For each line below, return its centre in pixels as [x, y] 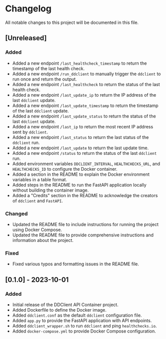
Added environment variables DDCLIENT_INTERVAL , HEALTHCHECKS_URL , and [86, 164]
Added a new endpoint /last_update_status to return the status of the [84, 116]
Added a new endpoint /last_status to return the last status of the [81, 137]
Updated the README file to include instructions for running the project [85, 224]
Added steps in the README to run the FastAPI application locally [79, 185]
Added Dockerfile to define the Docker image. [59, 310]
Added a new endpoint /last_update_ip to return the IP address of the [84, 95]
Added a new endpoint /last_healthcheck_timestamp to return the [80, 63]
